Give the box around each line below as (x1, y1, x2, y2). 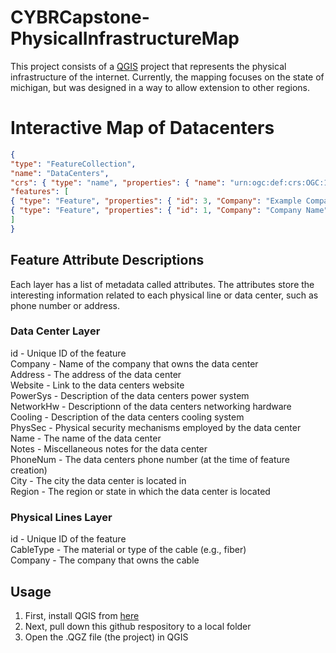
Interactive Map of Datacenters (10, 117, 275, 140)
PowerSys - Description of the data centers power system (10, 389, 250, 401)
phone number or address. (10, 299, 120, 311)
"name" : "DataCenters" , (10, 168, 110, 178)
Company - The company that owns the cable (10, 554, 200, 566)
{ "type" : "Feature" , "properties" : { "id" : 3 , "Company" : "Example (10, 196, 302, 206)
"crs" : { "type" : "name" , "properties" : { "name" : (10, 177, 226, 188)
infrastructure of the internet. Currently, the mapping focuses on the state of (10, 71, 325, 83)
